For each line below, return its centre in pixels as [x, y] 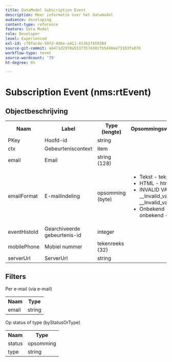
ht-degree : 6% [20, 63]
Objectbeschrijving [37, 111]
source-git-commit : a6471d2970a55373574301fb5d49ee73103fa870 [73, 48]
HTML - [149, 184]
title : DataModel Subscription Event [46, 10]
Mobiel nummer [63, 247]
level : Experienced [26, 39]
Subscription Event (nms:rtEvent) [78, 92]
